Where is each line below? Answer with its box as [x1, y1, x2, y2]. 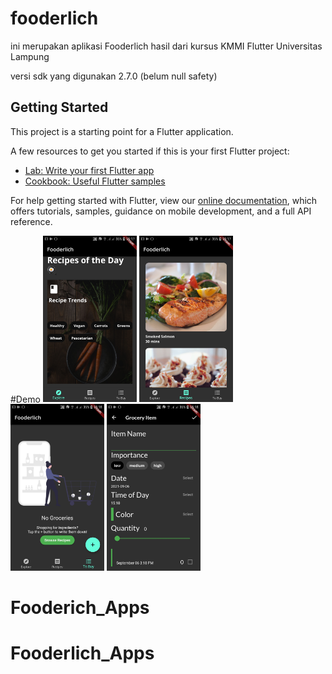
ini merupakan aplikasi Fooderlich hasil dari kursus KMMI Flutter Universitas [10, 40, 323, 52]
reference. [10, 215, 53, 227]
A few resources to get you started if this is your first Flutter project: [10, 145, 290, 157]
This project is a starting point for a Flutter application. [10, 125, 234, 137]
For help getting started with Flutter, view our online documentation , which [10, 194, 318, 206]
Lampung [10, 50, 50, 62]
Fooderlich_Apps [10, 642, 155, 665]
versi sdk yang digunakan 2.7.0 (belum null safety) [10, 70, 218, 82]
